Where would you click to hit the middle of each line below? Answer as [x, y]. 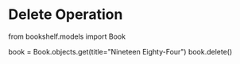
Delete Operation [66, 15]
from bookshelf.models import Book [67, 36]
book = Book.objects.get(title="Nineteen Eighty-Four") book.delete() [120, 51]
